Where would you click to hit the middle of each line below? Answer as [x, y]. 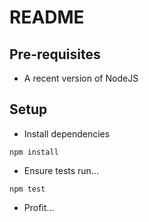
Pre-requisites [55, 54]
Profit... [39, 207]
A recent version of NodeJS [81, 78]
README [47, 17]
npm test [27, 189]
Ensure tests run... [61, 170]
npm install [34, 152]
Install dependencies [67, 133]
